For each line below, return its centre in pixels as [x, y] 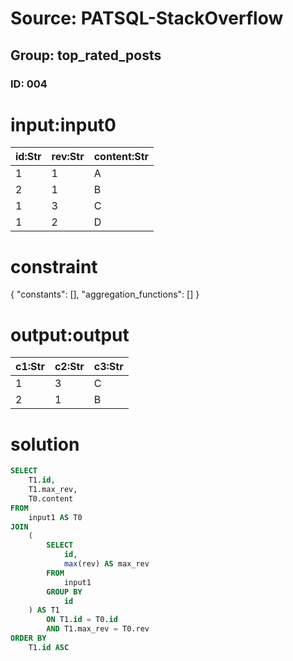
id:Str [28, 157]
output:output [70, 334]
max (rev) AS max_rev [106, 564]
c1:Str [30, 367]
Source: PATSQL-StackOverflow [147, 18]
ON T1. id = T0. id [82, 620]
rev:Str [68, 157]
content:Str [121, 157]
